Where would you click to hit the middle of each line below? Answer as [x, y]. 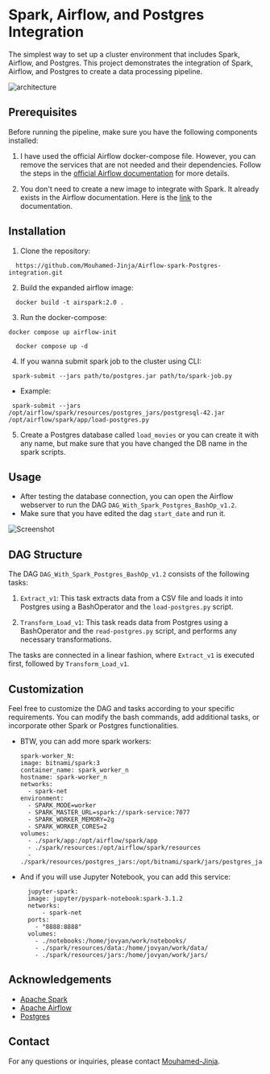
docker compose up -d [52, 346]
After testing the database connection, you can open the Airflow [127, 497]
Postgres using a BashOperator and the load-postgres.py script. [127, 607]
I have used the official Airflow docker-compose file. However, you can [138, 156]
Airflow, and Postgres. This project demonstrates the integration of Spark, [131, 63]
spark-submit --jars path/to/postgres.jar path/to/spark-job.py [122, 376]
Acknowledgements [60, 980]
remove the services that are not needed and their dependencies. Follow [141, 164]
